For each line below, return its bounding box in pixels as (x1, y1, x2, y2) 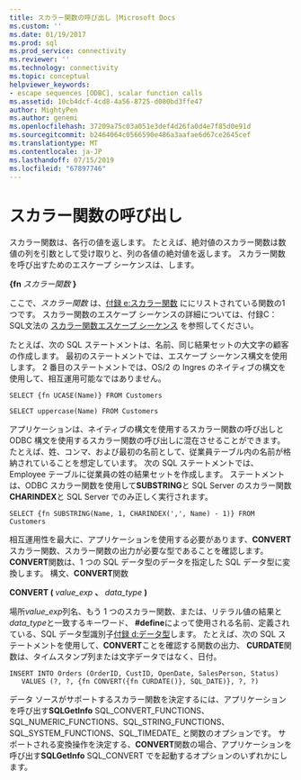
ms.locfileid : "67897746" (9, 164, 106, 173)
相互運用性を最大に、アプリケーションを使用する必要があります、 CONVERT (9, 534, 292, 545)
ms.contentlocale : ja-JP (9, 147, 102, 156)
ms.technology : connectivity (9, 64, 119, 73)
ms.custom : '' (9, 22, 63, 31)
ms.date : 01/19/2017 (9, 30, 87, 39)
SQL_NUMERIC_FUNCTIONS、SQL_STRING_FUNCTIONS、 (9, 717, 230, 728)
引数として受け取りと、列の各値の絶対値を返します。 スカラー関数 (40, 249, 286, 259)
